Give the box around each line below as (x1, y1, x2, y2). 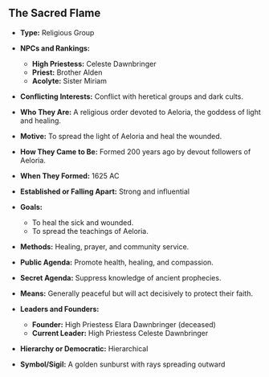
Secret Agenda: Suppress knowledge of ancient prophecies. (19, 273, 222, 282)
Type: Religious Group (19, 27, 95, 37)
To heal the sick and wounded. (31, 217, 134, 227)
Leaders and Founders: (19, 304, 100, 313)
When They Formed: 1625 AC (19, 170, 120, 180)
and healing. (19, 116, 62, 125)
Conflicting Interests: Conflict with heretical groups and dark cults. (19, 92, 243, 101)
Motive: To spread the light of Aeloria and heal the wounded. (19, 131, 222, 141)
